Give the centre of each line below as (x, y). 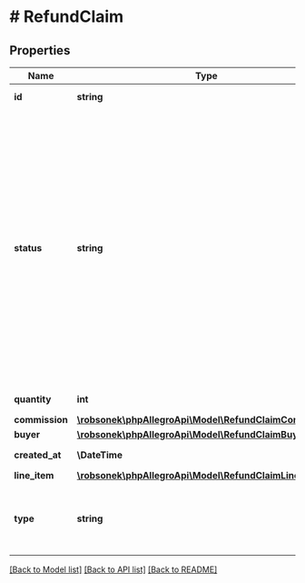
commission (41, 420)
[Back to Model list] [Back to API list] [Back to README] (113, 569)
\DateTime (99, 455)
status (28, 248)
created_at (38, 455)
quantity (33, 399)
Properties (40, 50)
